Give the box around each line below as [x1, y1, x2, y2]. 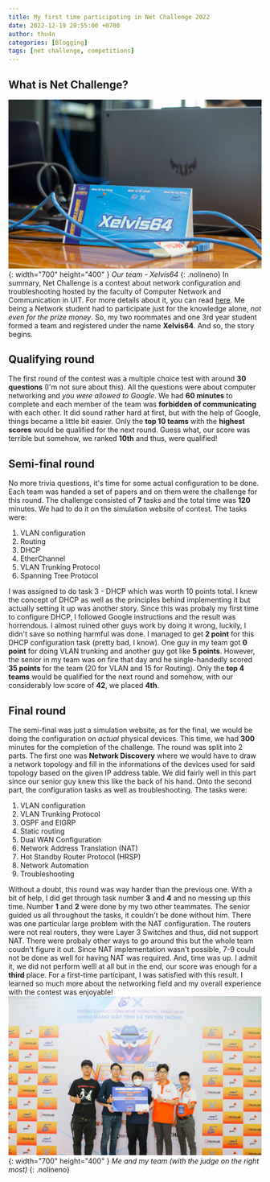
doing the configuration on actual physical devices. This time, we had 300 [8, 734, 256, 743]
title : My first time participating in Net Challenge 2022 [8, 13, 211, 21]
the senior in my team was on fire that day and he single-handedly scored [8, 655, 253, 665]
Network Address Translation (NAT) [19, 843, 138, 853]
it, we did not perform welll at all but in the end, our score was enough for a [8, 962, 257, 971]
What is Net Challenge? [8, 77, 129, 92]
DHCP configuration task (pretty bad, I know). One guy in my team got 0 [8, 638, 247, 648]
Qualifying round [8, 352, 95, 366]
